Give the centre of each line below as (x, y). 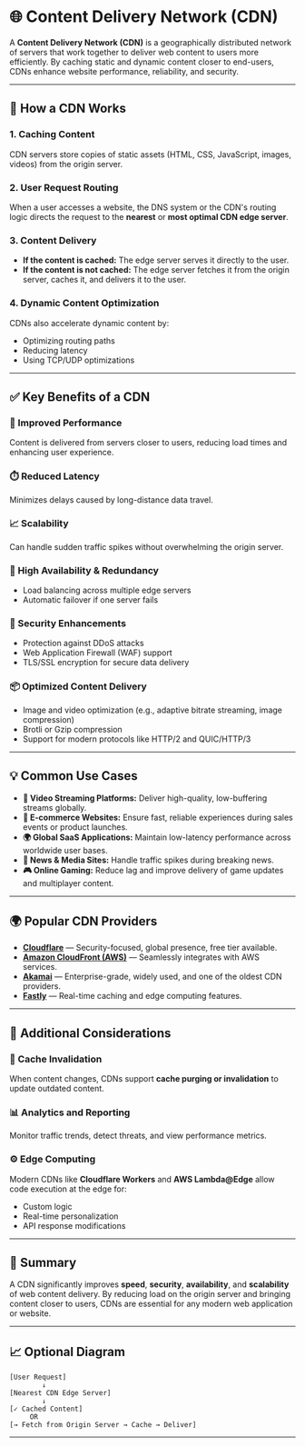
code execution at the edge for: (68, 1189)
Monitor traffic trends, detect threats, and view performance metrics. (138, 1136)
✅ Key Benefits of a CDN (80, 397)
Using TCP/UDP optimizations (79, 360)
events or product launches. (75, 827)
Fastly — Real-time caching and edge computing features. (132, 996)
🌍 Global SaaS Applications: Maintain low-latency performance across (157, 837)
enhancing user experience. (62, 453)
